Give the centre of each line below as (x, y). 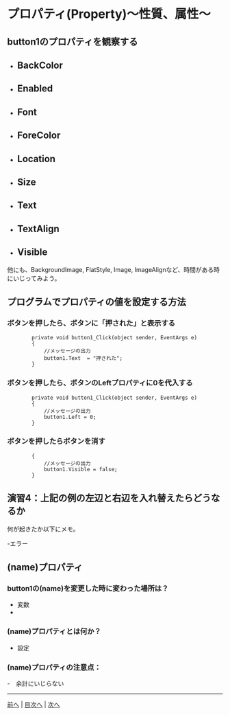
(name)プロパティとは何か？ (54, 631)
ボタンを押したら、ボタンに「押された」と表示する (91, 323)
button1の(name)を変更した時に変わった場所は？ (88, 588)
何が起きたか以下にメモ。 (43, 529)
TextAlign (38, 228)
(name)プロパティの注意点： (54, 667)
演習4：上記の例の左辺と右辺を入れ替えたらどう (109, 498)
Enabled (35, 89)
